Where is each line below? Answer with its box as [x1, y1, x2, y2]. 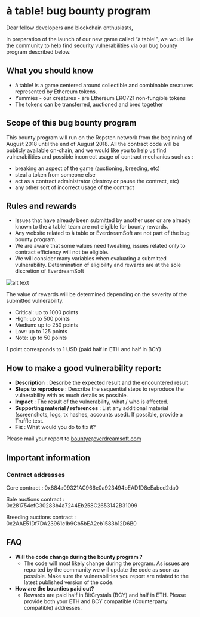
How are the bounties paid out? [14, 585, 94, 592]
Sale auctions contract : [6, 496, 64, 503]
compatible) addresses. [23, 604, 82, 611]
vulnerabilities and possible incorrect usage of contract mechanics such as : [6, 153, 194, 160]
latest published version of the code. [23, 579, 114, 586]
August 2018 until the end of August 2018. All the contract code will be [6, 140, 180, 147]
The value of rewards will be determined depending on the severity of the [6, 291, 187, 298]
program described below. [6, 48, 71, 55]
